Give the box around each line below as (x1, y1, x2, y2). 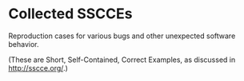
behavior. (8, 39, 39, 48)
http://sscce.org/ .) (8, 63, 68, 72)
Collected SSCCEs (8, 5, 133, 23)
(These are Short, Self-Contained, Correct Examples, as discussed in (8, 55, 236, 64)
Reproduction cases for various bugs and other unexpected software (8, 31, 236, 40)
